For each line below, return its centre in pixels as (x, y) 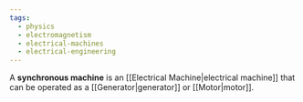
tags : (20, 18)
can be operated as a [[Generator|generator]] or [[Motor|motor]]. (132, 87)
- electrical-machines (61, 43)
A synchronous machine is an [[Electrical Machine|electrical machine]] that (152, 77)
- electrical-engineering (67, 52)
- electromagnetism (55, 35)
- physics (36, 26)
